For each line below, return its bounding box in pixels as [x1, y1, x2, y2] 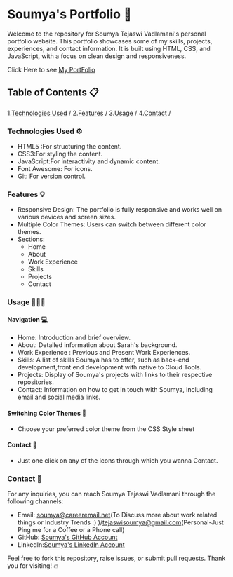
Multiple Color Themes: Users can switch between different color [17, 220, 207, 229]
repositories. [17, 378, 54, 386]
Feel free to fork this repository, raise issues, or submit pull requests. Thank [7, 554, 226, 563]
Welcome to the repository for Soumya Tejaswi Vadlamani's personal [7, 29, 206, 38]
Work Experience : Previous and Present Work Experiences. [17, 348, 191, 357]
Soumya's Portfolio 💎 [7, 6, 132, 22]
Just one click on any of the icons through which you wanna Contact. [17, 456, 218, 465]
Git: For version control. [17, 172, 86, 181]
